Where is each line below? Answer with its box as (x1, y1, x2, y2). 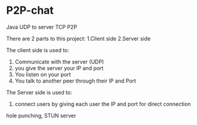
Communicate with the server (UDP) (14, 58, 104, 65)
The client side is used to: (6, 46, 70, 54)
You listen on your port (14, 71, 71, 78)
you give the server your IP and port (14, 64, 104, 72)
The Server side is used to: (6, 89, 73, 96)
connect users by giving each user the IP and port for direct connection (14, 100, 191, 108)
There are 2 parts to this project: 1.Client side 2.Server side (6, 35, 151, 42)
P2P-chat (6, 4, 54, 17)
